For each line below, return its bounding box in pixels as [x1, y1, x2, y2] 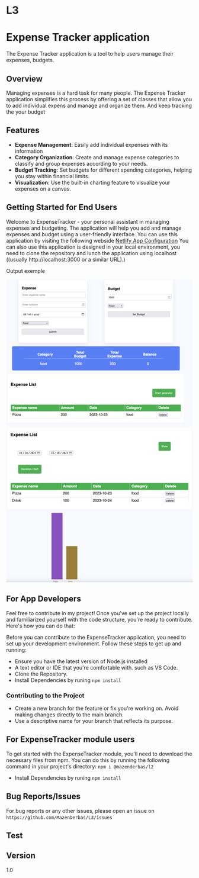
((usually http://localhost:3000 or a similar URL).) [6, 256, 126, 263]
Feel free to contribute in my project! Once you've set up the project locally [6, 609, 190, 616]
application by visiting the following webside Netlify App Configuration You [6, 237, 189, 244]
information [14, 147, 43, 155]
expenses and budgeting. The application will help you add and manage [6, 224, 182, 231]
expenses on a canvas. [14, 185, 71, 192]
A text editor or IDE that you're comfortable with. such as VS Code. [14, 664, 178, 671]
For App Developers [6, 594, 81, 604]
